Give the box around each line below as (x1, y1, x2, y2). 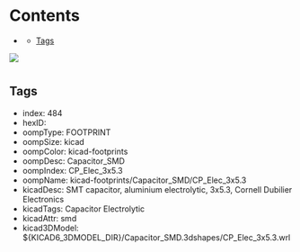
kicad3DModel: (22, 222, 79, 233)
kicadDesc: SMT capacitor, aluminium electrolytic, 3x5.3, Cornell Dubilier (22, 184, 293, 194)
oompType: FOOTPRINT (22, 127, 111, 138)
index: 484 (22, 107, 63, 118)
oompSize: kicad (22, 136, 85, 147)
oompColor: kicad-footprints (22, 146, 128, 157)
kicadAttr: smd (22, 212, 77, 223)
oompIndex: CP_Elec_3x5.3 (22, 165, 123, 175)
